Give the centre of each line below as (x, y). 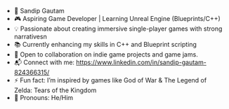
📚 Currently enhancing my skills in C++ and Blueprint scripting (105, 44)
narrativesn (30, 36)
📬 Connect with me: (44, 62)
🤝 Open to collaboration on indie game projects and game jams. (106, 54)
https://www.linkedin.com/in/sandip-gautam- (142, 62)
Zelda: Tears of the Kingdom (55, 90)
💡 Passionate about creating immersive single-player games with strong (118, 29)
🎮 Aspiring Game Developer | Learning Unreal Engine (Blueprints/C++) (117, 19)
